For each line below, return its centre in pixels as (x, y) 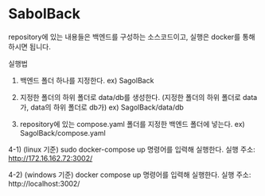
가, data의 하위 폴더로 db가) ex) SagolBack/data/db (102, 107)
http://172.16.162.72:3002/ (51, 158)
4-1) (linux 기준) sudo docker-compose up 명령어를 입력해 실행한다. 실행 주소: (132, 149)
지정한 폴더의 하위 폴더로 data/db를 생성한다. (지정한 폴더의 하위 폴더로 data (138, 97)
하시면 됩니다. (30, 46)
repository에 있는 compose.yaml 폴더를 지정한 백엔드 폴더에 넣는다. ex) (132, 124)
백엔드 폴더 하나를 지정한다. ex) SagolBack (87, 80)
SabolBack (45, 14)
